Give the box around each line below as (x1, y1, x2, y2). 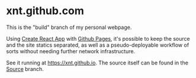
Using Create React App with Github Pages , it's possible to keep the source (6, 35, 191, 42)
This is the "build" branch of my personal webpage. (6, 24, 132, 31)
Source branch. (6, 65, 44, 72)
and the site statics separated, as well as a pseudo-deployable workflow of (6, 41, 189, 48)
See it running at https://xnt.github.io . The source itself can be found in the (6, 59, 188, 66)
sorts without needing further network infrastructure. (6, 47, 135, 54)
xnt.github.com (6, 4, 84, 18)
